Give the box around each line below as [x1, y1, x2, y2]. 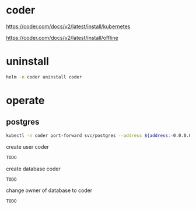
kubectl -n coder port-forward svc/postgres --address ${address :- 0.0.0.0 [6, 132, 192, 138]
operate [6, 94, 45, 107]
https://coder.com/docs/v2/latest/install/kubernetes [6, 23, 131, 30]
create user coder [6, 143, 50, 150]
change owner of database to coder [6, 187, 93, 194]
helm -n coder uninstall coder [6, 74, 82, 80]
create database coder [6, 165, 61, 172]
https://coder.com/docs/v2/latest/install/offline [6, 34, 118, 41]
